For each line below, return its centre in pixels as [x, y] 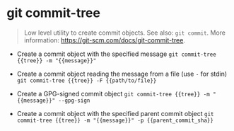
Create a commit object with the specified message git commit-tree [116, 54]
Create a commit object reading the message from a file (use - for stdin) [122, 74]
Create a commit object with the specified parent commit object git [115, 113]
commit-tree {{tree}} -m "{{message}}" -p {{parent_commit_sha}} [115, 120]
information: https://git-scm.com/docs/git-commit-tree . [104, 40]
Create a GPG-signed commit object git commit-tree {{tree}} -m [113, 93]
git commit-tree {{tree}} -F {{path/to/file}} [87, 80]
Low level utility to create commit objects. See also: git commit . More [125, 33]
